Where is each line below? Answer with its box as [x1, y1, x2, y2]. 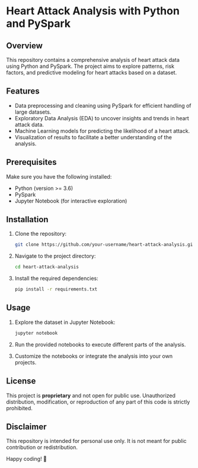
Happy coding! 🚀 [6, 455, 47, 463]
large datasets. [14, 108, 52, 116]
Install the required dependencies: [14, 275, 99, 282]
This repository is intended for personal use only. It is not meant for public [6, 438, 187, 445]
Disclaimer [6, 422, 47, 432]
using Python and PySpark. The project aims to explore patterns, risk [6, 63, 175, 70]
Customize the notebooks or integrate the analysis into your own [14, 352, 173, 360]
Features [6, 86, 40, 96]
